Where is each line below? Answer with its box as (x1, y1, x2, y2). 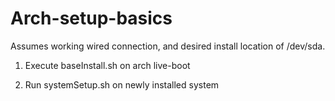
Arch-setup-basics (10, 7, 173, 30)
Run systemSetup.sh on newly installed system (24, 78, 220, 91)
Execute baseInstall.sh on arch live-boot (24, 59, 191, 71)
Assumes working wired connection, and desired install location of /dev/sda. (10, 40, 326, 52)
